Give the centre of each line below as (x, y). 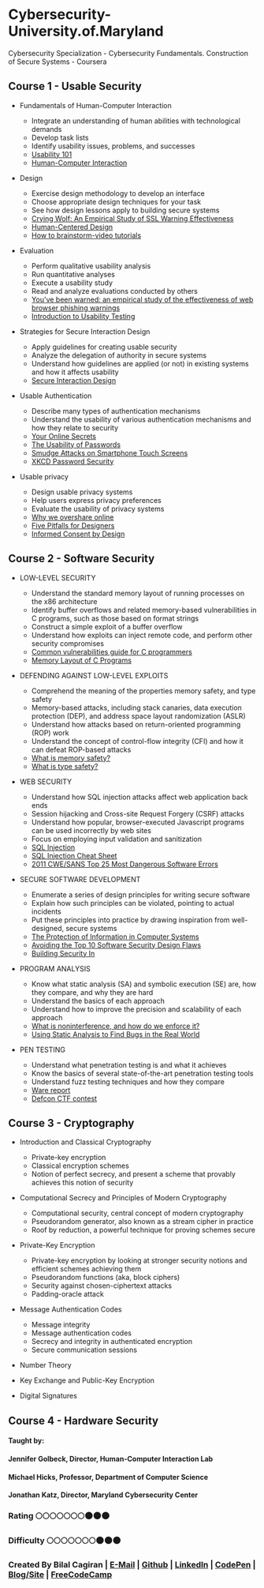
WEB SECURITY (46, 781)
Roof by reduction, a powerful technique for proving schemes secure (143, 1230)
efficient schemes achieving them (86, 1269)
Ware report (51, 1090)
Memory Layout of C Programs (82, 660)
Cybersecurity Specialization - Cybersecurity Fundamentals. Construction (128, 53)
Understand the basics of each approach (98, 1000)
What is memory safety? (71, 758)
